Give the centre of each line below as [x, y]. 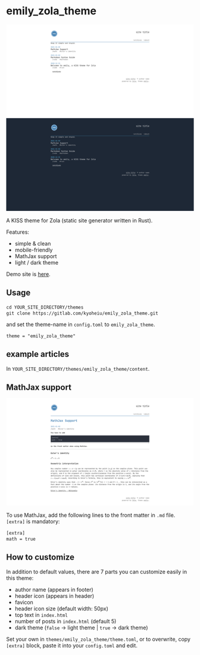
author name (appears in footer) [54, 589]
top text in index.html [41, 614]
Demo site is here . [28, 274]
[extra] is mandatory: [33, 521]
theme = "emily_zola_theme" [41, 336]
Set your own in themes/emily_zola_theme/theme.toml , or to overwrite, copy [98, 639]
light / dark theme [36, 263]
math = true [21, 539]
